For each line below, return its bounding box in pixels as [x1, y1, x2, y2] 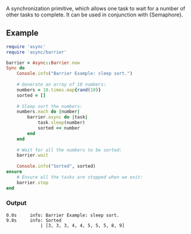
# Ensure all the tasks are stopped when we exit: [16, 174, 143, 180]
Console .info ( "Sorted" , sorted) [16, 164, 96, 169]
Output [6, 199, 27, 207]
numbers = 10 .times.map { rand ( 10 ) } [16, 87, 101, 93]
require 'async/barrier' [6, 49, 67, 55]
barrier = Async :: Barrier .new [6, 60, 81, 66]
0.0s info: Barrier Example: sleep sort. [6, 212, 119, 218]
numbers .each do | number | [16, 108, 81, 115]
